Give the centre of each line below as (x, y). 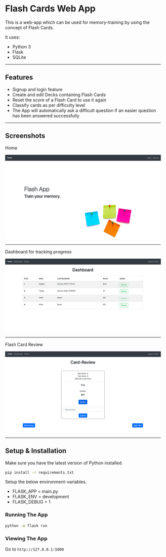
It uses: (13, 37)
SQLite (19, 57)
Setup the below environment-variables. (46, 482)
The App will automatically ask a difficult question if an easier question (84, 110)
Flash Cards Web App (50, 9)
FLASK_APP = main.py (35, 491)
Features (19, 77)
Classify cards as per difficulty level (49, 105)
